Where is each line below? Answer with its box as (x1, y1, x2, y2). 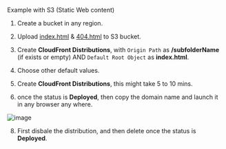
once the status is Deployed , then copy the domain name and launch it (17, 93, 218, 101)
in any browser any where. (17, 100, 93, 108)
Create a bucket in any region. (17, 19, 103, 27)
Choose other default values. (17, 67, 100, 74)
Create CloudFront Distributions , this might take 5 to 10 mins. (17, 80, 193, 88)
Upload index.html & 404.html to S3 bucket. (17, 32, 141, 41)
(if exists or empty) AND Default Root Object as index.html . (17, 53, 189, 61)
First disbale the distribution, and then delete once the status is (17, 127, 196, 135)
